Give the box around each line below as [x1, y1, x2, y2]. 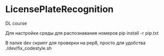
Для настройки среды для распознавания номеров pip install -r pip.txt [5, 30, 159, 36]
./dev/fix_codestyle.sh [5, 45, 52, 51]
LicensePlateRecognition [5, 4, 114, 15]
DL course [5, 20, 27, 26]
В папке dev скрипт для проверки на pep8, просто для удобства [5, 39, 146, 46]
